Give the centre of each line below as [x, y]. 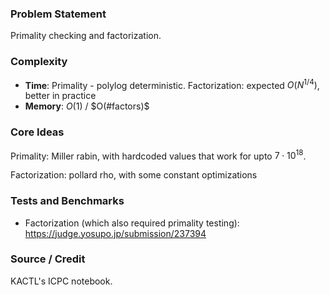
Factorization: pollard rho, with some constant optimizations [134, 175]
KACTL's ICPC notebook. [61, 281]
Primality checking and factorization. [86, 36]
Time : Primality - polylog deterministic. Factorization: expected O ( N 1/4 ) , [172, 84]
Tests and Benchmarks [67, 201]
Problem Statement [58, 14]
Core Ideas [37, 132]
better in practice [60, 96]
